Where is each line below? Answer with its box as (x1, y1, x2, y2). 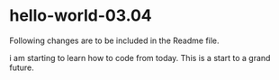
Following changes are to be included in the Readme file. (9, 35, 220, 46)
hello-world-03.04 (9, 5, 153, 26)
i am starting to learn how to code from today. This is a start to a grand (9, 52, 271, 63)
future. (9, 62, 34, 73)
